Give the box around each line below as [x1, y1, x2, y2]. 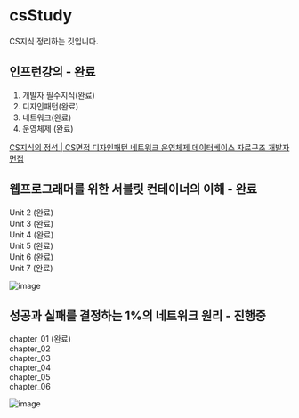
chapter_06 [9, 382, 51, 392]
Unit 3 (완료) [9, 218, 54, 229]
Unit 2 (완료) [9, 206, 54, 218]
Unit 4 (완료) [9, 229, 54, 240]
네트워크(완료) [21, 112, 72, 123]
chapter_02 [9, 343, 51, 354]
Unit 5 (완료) [9, 240, 53, 251]
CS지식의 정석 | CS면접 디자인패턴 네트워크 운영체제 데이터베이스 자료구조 [9, 141, 266, 152]
